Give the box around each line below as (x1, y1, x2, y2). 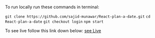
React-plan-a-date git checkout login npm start (5, 19, 104, 24)
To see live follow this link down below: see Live (5, 28, 101, 33)
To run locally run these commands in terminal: (5, 4, 99, 10)
